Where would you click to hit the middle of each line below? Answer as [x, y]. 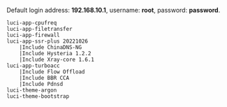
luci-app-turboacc [33, 66]
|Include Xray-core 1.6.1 [57, 59]
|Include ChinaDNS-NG [50, 48]
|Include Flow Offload [52, 72]
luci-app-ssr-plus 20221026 [47, 41]
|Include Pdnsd [41, 84]
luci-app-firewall [33, 35]
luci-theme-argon [32, 90]
